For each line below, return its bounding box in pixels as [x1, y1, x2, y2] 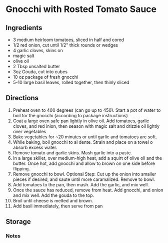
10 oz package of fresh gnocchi [12, 74, 78, 80]
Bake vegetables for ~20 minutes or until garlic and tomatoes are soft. [12, 134, 157, 140]
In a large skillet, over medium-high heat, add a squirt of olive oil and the [12, 155, 162, 161]
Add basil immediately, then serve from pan [12, 203, 103, 209]
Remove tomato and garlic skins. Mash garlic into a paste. [12, 149, 132, 156]
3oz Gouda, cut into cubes [12, 69, 68, 75]
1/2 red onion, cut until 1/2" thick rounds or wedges [12, 42, 118, 48]
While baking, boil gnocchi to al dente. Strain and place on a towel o [12, 139, 153, 145]
